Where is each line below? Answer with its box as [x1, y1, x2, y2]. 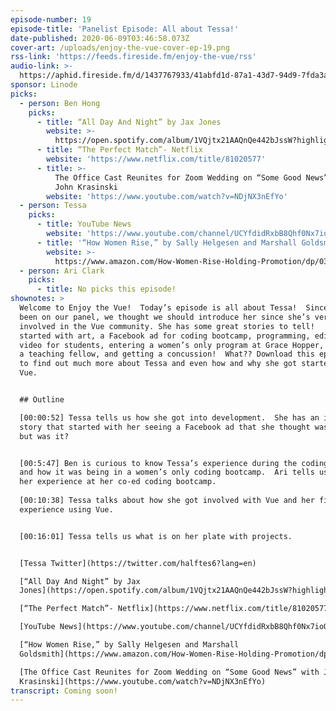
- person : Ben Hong [19, 98, 101, 108]
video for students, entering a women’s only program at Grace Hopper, [19, 340, 325, 350]
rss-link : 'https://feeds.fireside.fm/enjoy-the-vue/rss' [10, 52, 257, 62]
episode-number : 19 [10, 14, 92, 25]
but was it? [19, 431, 70, 441]
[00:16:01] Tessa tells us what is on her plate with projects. [19, 531, 293, 541]
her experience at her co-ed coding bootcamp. [19, 477, 217, 487]
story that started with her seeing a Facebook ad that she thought [19, 422, 311, 432]
